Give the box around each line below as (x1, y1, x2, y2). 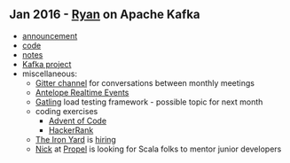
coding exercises (35, 105, 98, 116)
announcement (21, 30, 78, 41)
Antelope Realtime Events (35, 87, 129, 97)
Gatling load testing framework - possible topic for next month (35, 97, 263, 107)
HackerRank (48, 124, 94, 136)
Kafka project (21, 58, 72, 69)
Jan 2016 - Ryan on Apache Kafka (9, 7, 201, 22)
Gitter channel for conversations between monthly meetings (35, 77, 255, 88)
